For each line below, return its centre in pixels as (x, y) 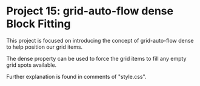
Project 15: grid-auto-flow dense (90, 11)
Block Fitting (38, 24)
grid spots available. (32, 65)
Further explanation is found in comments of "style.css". (76, 76)
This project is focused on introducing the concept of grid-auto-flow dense (100, 40)
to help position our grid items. (45, 47)
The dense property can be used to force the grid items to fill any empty (96, 58)
